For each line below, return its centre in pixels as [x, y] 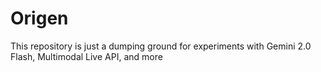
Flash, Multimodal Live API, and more [86, 56]
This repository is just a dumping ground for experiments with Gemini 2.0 [161, 46]
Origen [39, 18]
